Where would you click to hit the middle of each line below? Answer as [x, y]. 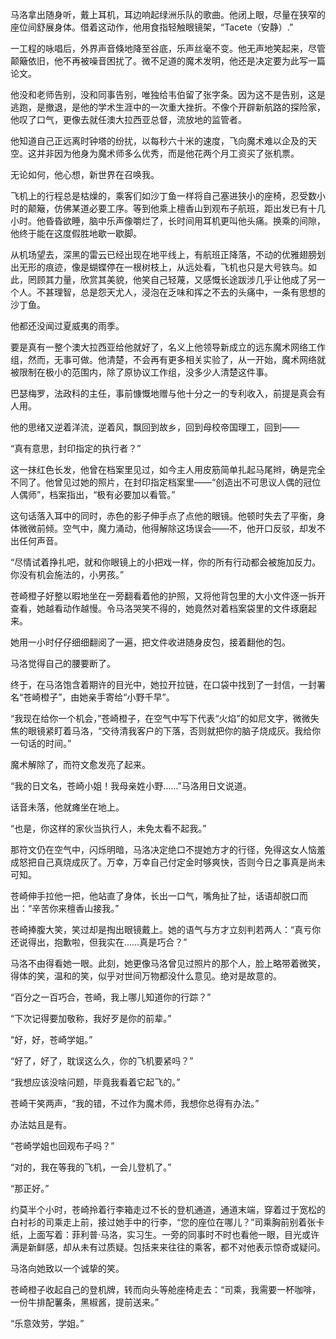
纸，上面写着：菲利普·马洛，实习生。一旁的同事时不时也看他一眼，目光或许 [165, 1234]
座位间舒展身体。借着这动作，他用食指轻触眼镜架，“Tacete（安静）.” [152, 27]
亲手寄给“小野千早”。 [131, 697]
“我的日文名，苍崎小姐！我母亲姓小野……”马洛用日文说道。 [131, 786]
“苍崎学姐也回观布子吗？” [62, 1146]
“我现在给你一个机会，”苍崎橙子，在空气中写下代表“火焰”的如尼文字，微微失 [165, 718]
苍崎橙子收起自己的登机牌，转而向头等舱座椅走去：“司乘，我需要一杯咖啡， [166, 1289]
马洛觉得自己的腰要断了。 [63, 663]
